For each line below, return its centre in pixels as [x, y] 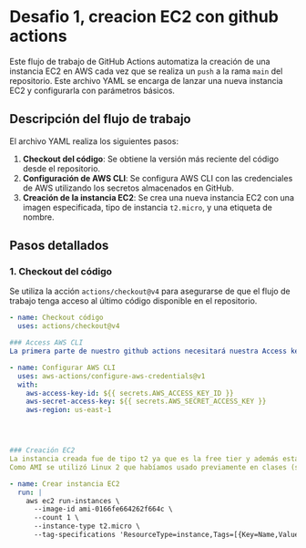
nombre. [38, 217]
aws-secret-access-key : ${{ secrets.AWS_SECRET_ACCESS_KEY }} [146, 402]
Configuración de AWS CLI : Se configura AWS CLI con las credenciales [158, 178]
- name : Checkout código [56, 318]
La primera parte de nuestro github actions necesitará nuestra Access [148, 352]
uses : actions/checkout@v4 [69, 326]
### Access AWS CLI [46, 343]
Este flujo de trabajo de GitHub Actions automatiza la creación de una [140, 61]
